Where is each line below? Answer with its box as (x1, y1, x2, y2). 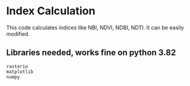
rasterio (6, 63, 28, 69)
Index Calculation (6, 4, 96, 18)
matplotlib (6, 69, 34, 75)
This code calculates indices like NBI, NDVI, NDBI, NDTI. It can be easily (6, 24, 185, 31)
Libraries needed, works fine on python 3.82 (6, 48, 176, 58)
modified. (6, 30, 30, 37)
